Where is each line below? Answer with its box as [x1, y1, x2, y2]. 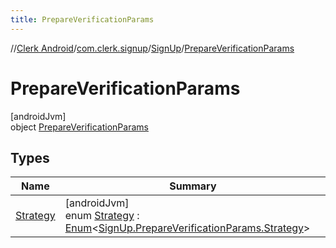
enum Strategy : [64, 209, 140, 223]
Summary [169, 179, 217, 193]
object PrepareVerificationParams [10, 121, 149, 133]
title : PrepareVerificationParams [10, 14, 155, 25]
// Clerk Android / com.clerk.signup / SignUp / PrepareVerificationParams [10, 42, 295, 54]
